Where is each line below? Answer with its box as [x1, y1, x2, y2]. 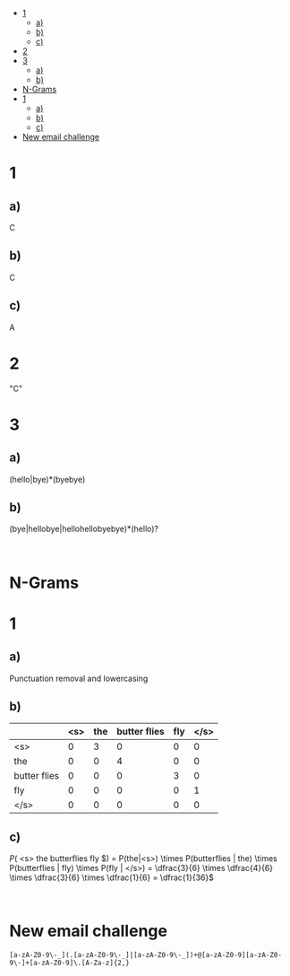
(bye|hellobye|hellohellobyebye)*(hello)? [9, 524, 159, 535]
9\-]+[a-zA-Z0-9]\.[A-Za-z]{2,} [9, 959, 130, 968]
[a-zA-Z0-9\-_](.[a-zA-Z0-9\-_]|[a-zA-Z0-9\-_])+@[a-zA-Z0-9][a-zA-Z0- [9, 951, 282, 960]
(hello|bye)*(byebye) [9, 474, 86, 484]
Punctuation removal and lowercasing [9, 673, 149, 684]
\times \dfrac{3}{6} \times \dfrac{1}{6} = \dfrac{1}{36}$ [9, 872, 215, 883]
